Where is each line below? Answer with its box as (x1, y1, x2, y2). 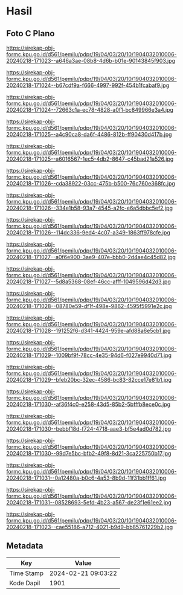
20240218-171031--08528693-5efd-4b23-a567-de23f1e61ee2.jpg (6, 499, 172, 506)
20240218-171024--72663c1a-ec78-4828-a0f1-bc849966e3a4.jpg (6, 106, 174, 113)
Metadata (6, 541, 43, 551)
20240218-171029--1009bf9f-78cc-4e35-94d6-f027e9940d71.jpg (6, 352, 172, 359)
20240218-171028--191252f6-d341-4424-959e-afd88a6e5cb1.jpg (6, 327, 171, 334)
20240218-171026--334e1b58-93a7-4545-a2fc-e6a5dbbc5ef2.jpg (6, 204, 173, 211)
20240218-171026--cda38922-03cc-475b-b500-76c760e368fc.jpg (6, 180, 175, 187)
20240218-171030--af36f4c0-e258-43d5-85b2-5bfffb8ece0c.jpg (6, 400, 171, 408)
